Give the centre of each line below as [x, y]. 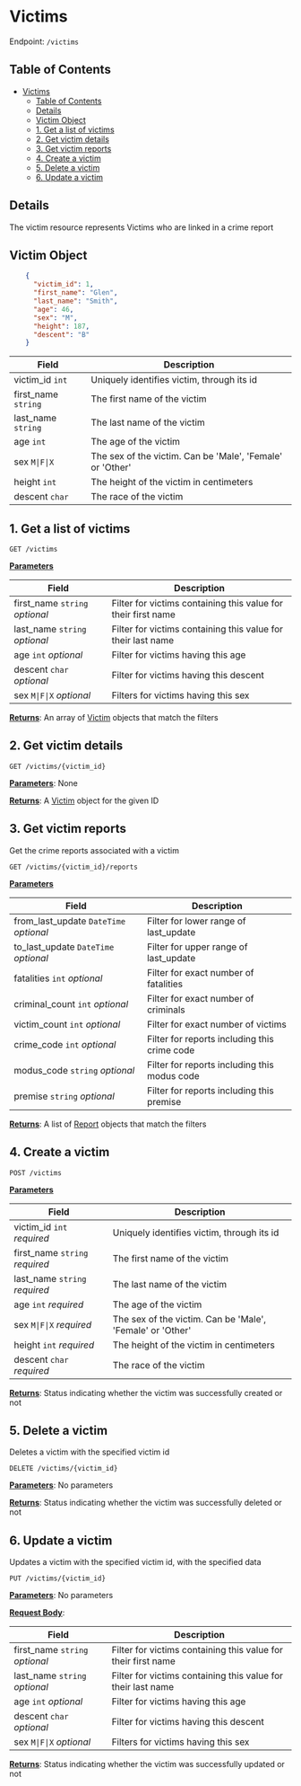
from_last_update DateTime [70, 921]
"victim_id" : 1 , [63, 285]
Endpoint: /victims [44, 41]
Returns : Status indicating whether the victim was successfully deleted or [146, 1503]
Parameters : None [44, 782]
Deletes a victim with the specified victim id [90, 1452]
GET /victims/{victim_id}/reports [74, 867]
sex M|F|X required [53, 1324]
